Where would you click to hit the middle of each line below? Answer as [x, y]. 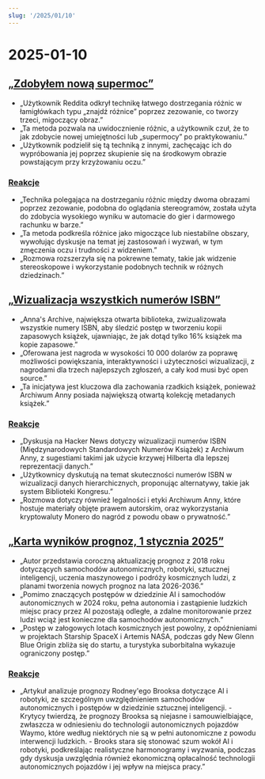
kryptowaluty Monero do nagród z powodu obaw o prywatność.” [125, 517]
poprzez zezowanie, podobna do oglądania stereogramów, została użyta [138, 207]
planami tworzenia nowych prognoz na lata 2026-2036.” [112, 586]
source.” [33, 378]
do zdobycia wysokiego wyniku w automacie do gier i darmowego [127, 216]
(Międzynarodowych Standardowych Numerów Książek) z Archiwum [132, 450]
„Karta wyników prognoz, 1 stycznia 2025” [116, 542]
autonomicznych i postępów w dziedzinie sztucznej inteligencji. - [126, 708]
